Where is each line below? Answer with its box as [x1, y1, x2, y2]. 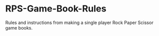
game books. [5, 24, 33, 30]
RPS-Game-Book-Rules [5, 3, 107, 14]
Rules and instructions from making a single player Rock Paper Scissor [5, 19, 154, 25]
